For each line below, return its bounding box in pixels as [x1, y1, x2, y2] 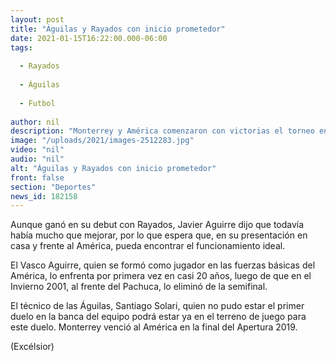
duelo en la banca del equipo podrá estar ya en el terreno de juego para [10, 311, 307, 323]
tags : [10, 42, 33, 53]
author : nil [10, 117, 60, 127]
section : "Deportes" [10, 182, 97, 192]
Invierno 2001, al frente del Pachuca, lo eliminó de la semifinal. [10, 281, 268, 293]
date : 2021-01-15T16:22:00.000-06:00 [10, 33, 168, 43]
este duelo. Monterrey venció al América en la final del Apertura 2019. [10, 321, 298, 333]
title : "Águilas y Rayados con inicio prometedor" [10, 24, 226, 34]
